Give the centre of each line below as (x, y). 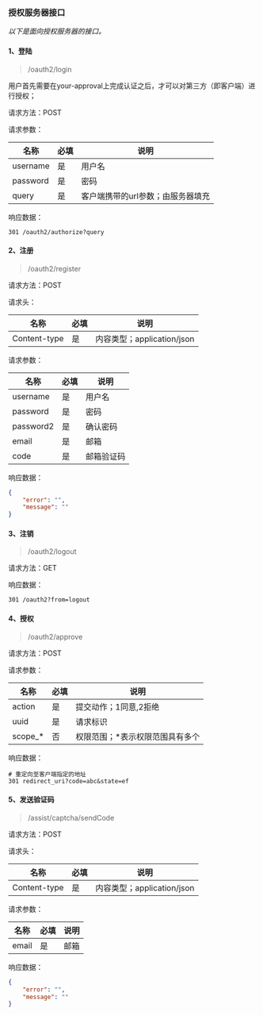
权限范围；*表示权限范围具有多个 (138, 736)
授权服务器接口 (37, 12)
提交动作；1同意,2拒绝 (118, 706)
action (24, 706)
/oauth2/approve (55, 636)
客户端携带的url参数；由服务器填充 (145, 196)
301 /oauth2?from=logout (49, 600)
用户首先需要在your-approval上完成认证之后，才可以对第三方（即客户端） (128, 86)
